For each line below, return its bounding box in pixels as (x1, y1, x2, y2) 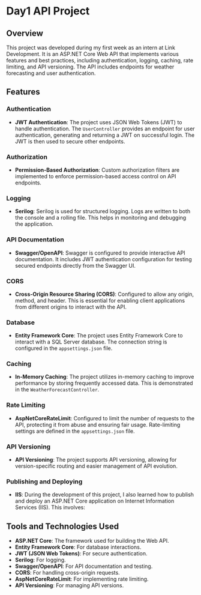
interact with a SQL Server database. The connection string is (14, 338, 167, 346)
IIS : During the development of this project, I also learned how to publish (14, 491, 194, 498)
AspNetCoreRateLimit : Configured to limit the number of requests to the (14, 414, 195, 421)
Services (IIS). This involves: (14, 504, 85, 511)
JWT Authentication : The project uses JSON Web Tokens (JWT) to (14, 118, 182, 125)
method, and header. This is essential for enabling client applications (14, 297, 185, 304)
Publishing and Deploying (6, 477, 83, 486)
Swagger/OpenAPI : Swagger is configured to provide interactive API (14, 249, 186, 256)
